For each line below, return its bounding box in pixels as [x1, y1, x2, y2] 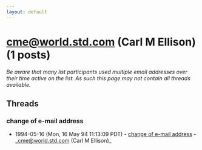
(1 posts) [6, 48, 51, 61]
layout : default [6, 9, 47, 15]
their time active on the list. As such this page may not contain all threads [6, 74, 191, 82]
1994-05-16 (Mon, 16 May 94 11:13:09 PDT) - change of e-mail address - [15, 131, 197, 138]
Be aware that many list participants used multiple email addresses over [6, 68, 188, 75]
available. [6, 81, 32, 88]
